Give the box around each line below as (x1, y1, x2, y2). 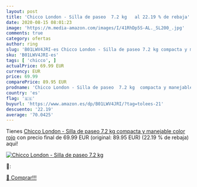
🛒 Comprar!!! (6, 174, 37, 181)
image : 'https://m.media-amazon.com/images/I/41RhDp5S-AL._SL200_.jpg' (6, 25, 185, 31)
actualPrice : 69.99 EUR (6, 63, 64, 69)
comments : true (6, 30, 43, 36)
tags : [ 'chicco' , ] (6, 57, 57, 63)
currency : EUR (6, 68, 41, 74)
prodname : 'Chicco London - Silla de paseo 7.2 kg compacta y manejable (6, 85, 193, 91)
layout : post (6, 8, 38, 15)
